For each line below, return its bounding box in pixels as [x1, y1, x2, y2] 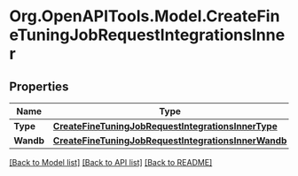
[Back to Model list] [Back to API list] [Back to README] [9, 157, 213, 167]
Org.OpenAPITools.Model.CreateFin [9, 6, 280, 27]
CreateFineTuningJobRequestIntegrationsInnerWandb [52, 134, 287, 147]
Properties [9, 79, 69, 94]
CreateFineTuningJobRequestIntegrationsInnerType [52, 120, 278, 132]
